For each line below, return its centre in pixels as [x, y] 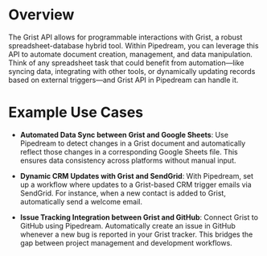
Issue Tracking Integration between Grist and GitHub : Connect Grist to [139, 217]
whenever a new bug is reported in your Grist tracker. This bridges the [136, 234]
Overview [41, 15]
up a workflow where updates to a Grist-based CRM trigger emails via [136, 184]
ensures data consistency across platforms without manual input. [128, 160]
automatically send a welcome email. [81, 201]
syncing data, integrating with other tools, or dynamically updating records [132, 71]
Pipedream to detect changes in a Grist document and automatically [133, 143]
